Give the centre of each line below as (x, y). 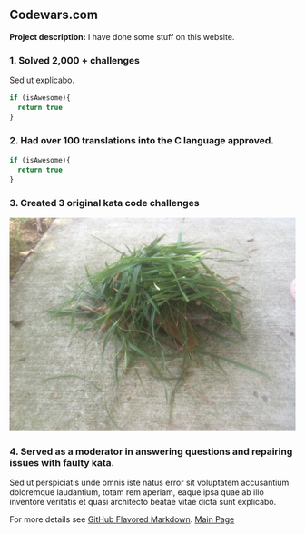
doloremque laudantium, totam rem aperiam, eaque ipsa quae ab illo (137, 492)
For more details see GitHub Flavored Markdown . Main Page (122, 519)
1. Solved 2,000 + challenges (75, 60)
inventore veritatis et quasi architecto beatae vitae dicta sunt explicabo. (143, 502)
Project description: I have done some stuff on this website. (122, 36)
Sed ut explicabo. (42, 80)
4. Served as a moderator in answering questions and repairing (151, 451)
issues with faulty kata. (62, 462)
